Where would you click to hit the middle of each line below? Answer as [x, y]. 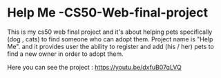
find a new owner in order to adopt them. [65, 54]
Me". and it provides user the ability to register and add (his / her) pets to [110, 46]
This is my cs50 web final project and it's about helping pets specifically [110, 32]
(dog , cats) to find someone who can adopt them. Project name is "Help [110, 39]
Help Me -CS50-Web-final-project [108, 13]
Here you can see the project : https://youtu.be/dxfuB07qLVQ [94, 67]
